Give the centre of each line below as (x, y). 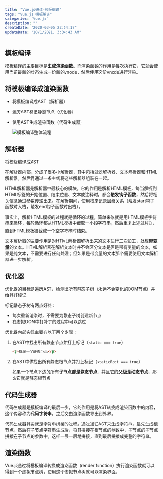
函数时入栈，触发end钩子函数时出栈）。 (44, 207)
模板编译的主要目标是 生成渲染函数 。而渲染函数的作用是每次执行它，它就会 (79, 66)
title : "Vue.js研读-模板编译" (33, 9)
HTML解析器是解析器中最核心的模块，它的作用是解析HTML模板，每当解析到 (81, 188)
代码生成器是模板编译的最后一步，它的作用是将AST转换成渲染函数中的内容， (81, 407)
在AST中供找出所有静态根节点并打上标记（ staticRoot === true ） (77, 362)
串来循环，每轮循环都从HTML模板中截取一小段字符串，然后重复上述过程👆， (81, 223)
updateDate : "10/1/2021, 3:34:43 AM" (43, 32)
